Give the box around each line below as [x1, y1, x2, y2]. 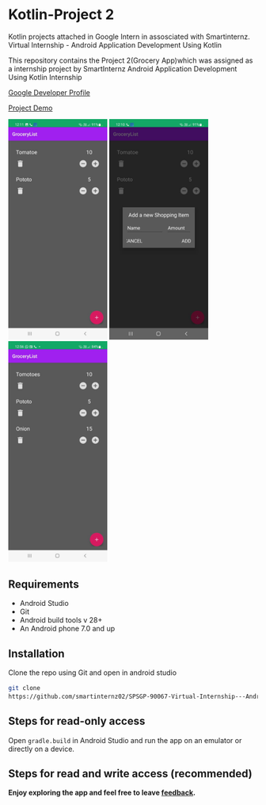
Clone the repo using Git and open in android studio [8, 668, 177, 677]
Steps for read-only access [8, 715, 146, 728]
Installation [8, 646, 65, 660]
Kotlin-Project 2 [8, 6, 115, 24]
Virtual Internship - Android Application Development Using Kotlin [8, 40, 222, 49]
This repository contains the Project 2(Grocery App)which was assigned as [8, 56, 253, 65]
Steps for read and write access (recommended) [8, 767, 253, 780]
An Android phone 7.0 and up [19, 624, 116, 634]
